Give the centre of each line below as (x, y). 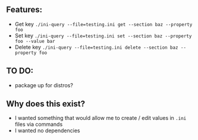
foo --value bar (35, 41)
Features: (24, 10)
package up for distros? (44, 85)
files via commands (39, 125)
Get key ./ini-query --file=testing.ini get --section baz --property (103, 24)
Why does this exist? (45, 104)
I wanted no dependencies (47, 131)
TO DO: (20, 71)
